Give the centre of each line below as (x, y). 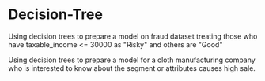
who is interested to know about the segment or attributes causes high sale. (132, 68)
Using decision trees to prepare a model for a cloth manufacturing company (132, 60)
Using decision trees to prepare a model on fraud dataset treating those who (133, 36)
